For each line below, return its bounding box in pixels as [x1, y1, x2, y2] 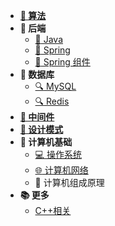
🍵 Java [34, 34, 64, 45]
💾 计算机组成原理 [34, 177, 105, 188]
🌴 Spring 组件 [34, 56, 91, 68]
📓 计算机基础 [19, 136, 73, 148]
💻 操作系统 [34, 149, 82, 160]
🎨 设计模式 [19, 124, 64, 135]
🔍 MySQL [34, 80, 77, 92]
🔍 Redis [34, 95, 70, 107]
